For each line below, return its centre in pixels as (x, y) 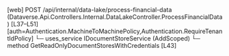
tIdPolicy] (21, 38)
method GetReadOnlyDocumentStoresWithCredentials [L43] (92, 46)
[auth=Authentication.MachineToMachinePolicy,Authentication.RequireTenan (115, 31)
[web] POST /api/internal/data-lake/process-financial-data (90, 10)
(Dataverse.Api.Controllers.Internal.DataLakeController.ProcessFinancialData (115, 17)
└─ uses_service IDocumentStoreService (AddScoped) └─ (118, 38)
